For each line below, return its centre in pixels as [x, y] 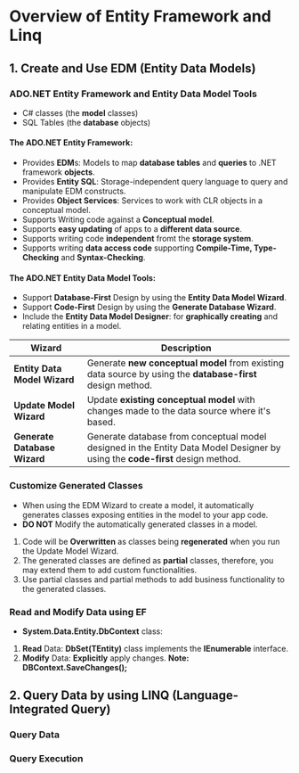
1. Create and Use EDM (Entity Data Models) [133, 68]
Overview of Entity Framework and [140, 16]
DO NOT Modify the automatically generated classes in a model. [140, 524]
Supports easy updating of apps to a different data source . [132, 229]
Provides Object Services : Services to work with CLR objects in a [142, 201]
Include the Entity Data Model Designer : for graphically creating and [150, 317]
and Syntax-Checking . [103, 258]
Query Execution [46, 759]
